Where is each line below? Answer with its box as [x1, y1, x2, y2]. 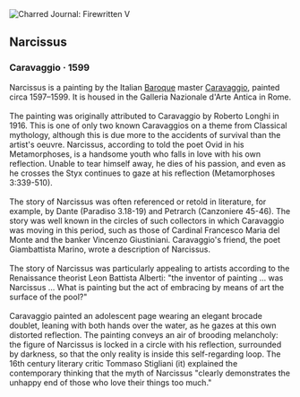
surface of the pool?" [9, 291, 88, 302]
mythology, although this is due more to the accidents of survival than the [9, 129, 281, 140]
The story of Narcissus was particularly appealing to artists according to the [9, 263, 290, 273]
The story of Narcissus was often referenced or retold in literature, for [9, 196, 267, 207]
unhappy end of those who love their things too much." [9, 376, 212, 388]
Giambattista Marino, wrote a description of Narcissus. [9, 244, 210, 255]
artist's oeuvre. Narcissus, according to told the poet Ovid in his [9, 139, 244, 150]
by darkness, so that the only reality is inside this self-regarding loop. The [9, 349, 281, 359]
